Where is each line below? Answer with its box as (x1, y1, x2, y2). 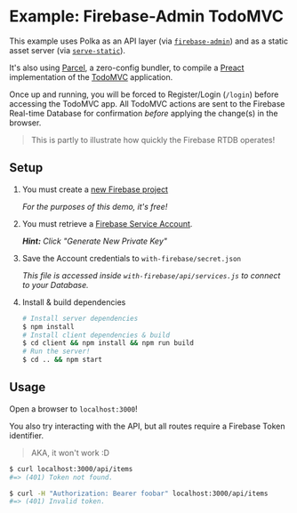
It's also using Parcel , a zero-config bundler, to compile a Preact (9, 62, 245, 73)
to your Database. (21, 279, 89, 290)
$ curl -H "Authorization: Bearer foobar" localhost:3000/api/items (9, 489, 269, 498)
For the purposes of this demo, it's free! (21, 201, 168, 212)
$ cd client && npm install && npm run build (21, 339, 194, 348)
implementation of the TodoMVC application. (9, 71, 173, 82)
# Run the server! (21, 347, 91, 357)
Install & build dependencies (21, 296, 126, 308)
